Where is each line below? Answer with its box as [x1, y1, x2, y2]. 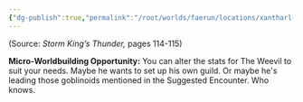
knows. [8, 84, 35, 95]
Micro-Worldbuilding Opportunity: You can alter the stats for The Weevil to [8, 55, 292, 66]
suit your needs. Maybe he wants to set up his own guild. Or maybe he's [8, 65, 278, 76]
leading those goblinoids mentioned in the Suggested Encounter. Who [8, 74, 270, 86]
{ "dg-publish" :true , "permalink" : [8, 13, 135, 23]
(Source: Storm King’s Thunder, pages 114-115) [8, 38, 183, 49]
